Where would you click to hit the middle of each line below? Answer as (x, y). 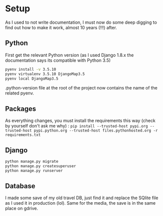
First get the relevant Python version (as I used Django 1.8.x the (70, 55)
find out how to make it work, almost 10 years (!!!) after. (61, 27)
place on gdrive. (22, 209)
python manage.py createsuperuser (41, 166)
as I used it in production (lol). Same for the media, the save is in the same (80, 203)
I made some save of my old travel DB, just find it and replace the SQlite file (82, 198)
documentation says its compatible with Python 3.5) (58, 60)
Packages (20, 108)
